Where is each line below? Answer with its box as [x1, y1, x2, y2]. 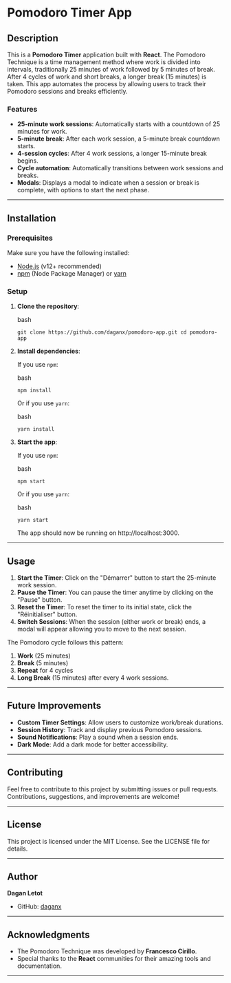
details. [7, 844, 28, 853]
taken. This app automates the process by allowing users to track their [7, 80, 206, 88]
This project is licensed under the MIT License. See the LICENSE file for [7, 837, 210, 845]
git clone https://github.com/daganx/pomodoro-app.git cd [16, 329, 187, 336]
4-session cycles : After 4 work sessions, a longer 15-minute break [16, 150, 208, 158]
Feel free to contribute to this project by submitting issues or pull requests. [7, 784, 219, 793]
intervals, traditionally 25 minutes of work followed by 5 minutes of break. [7, 65, 215, 73]
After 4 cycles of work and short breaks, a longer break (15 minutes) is [7, 72, 207, 81]
